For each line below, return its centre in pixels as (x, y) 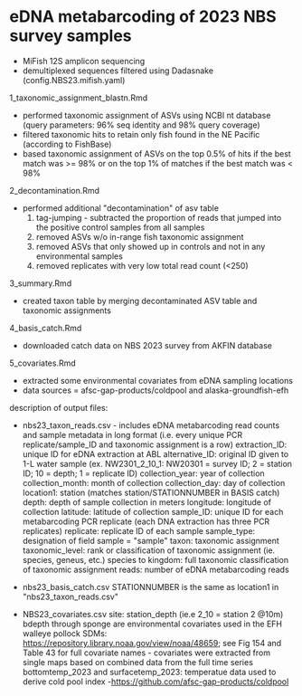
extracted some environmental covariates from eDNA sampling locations (158, 380)
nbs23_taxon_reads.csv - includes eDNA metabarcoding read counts (151, 425)
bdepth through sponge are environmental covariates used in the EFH (152, 624)
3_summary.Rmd (41, 283)
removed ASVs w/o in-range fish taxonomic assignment (140, 236)
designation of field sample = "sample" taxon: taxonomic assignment (151, 540)
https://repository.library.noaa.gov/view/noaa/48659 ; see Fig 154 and (152, 643)
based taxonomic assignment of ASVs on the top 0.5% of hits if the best (156, 153)
